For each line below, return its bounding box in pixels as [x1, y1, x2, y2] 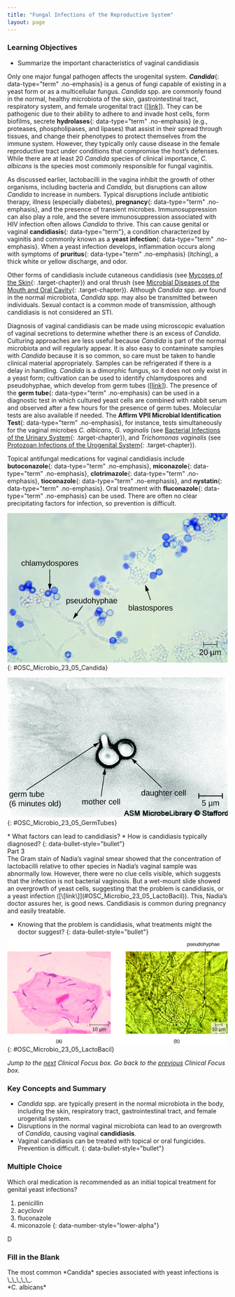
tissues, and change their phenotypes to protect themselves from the [7, 132, 207, 140]
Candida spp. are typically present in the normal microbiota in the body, [17, 1099, 225, 1108]
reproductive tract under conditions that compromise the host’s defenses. [7, 147, 220, 155]
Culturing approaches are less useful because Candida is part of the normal [7, 337, 227, 345]
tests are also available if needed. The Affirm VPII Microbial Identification [7, 411, 222, 419]
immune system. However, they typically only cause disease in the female [7, 139, 220, 147]
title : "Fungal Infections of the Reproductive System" [7, 11, 173, 18]
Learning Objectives [7, 43, 78, 53]
